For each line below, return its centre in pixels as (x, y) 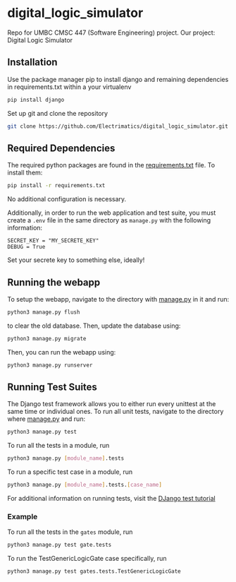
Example (23, 516)
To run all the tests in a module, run (58, 446)
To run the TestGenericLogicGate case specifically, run (87, 559)
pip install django (36, 100)
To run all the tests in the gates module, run (70, 532)
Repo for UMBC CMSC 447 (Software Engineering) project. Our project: (111, 32)
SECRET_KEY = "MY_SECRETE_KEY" (53, 241)
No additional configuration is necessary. (67, 199)
